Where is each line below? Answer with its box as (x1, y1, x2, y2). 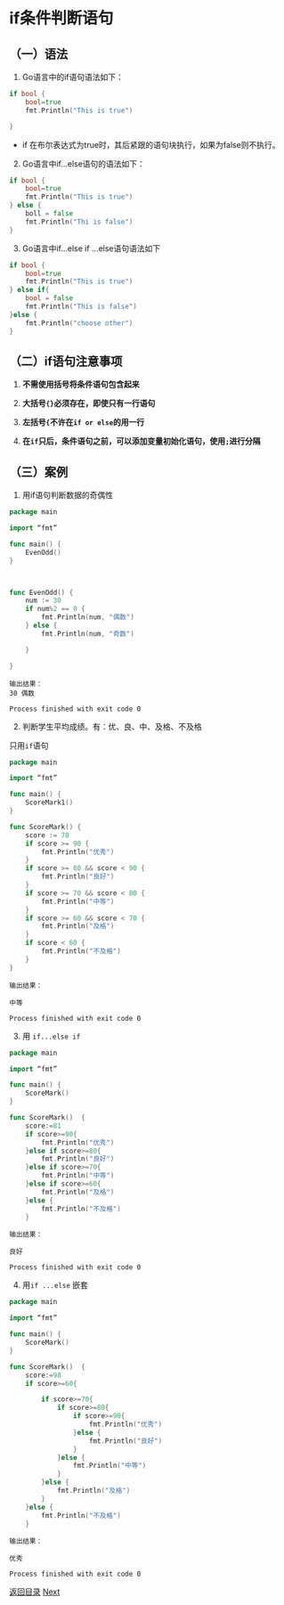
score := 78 (25, 830, 69, 840)
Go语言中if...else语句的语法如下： (21, 158, 145, 169)
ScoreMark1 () (25, 798, 74, 807)
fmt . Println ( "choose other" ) (25, 318, 134, 328)
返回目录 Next (9, 1586, 61, 1597)
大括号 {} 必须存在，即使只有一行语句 (21, 398, 156, 409)
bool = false (25, 294, 74, 303)
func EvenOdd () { (9, 588, 74, 597)
